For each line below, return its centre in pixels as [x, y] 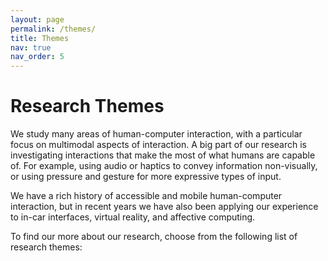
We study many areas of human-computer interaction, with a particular [156, 134]
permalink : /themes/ [53, 29]
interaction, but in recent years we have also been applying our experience [164, 207]
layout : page [37, 19]
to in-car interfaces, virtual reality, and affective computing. [133, 217]
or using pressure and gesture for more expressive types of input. [146, 177]
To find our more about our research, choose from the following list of [154, 237]
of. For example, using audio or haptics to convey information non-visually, [164, 166]
